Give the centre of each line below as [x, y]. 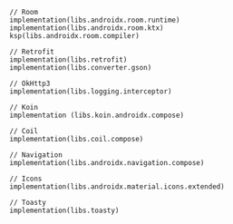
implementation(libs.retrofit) [68, 60]
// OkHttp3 [30, 83]
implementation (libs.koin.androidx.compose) [97, 115]
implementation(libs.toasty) [64, 210]
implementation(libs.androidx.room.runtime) [95, 20]
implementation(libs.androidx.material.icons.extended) [117, 187]
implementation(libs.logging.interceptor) [91, 92]
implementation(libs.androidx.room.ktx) [87, 28]
